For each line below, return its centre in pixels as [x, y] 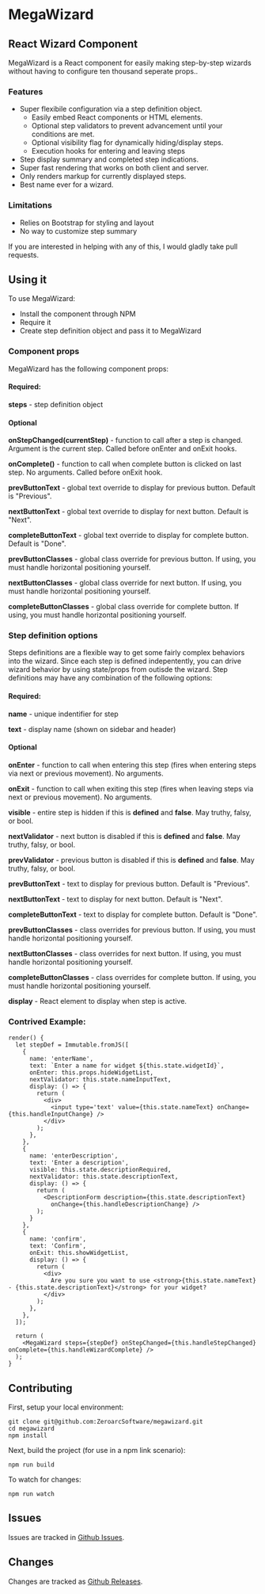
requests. [24, 254]
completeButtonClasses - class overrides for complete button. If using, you [132, 977]
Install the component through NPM [78, 314]
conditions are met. [63, 134]
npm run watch [32, 1494]
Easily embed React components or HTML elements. [117, 117]
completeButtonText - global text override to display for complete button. [129, 536]
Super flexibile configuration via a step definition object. [111, 109]
